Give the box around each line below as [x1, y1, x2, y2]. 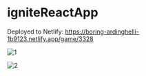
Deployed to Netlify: [7, 27, 64, 36]
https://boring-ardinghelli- [65, 27, 139, 36]
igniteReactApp [7, 5, 98, 21]
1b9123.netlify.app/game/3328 [7, 34, 94, 42]
